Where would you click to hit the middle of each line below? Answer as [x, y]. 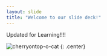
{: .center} [73, 46]
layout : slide [24, 12]
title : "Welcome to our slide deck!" [54, 17]
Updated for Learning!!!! [36, 34]
